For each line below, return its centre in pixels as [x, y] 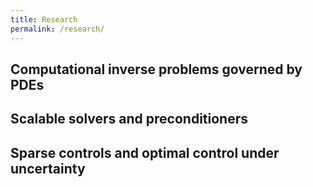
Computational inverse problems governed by [156, 69]
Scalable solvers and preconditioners [129, 119]
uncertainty [48, 168]
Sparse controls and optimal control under [145, 152]
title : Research [44, 19]
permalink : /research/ [57, 29]
